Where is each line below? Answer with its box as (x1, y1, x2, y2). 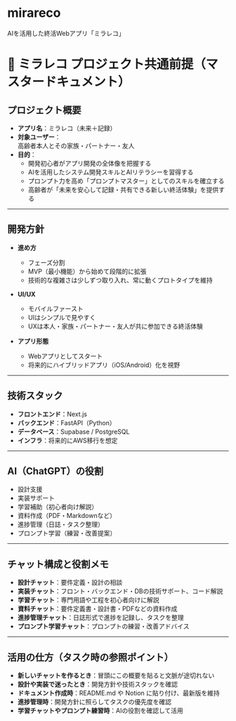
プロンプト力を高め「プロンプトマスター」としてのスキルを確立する (27, 176, 225, 185)
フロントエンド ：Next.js (17, 410, 88, 418)
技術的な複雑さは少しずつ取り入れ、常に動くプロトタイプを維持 (27, 275, 213, 284)
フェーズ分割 (27, 258, 65, 266)
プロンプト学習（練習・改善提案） (17, 529, 117, 538)
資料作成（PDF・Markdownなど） (17, 512, 116, 520)
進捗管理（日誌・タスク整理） (17, 520, 104, 528)
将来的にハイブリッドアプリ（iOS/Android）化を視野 (27, 360, 181, 369)
